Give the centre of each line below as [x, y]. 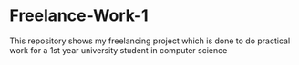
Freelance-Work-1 [79, 16]
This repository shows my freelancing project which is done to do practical [150, 41]
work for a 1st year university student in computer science [119, 50]
